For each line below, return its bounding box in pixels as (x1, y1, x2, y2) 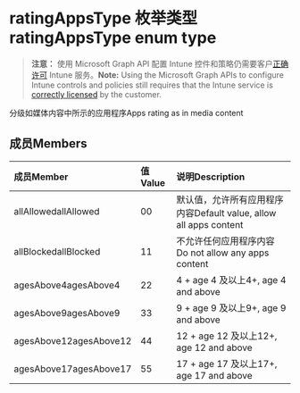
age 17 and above (176, 369, 253, 381)
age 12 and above (176, 341, 253, 354)
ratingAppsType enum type (9, 28, 217, 48)
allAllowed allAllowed (13, 205, 100, 217)
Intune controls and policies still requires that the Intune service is (30, 79, 274, 90)
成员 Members (9, 136, 87, 152)
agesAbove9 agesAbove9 (13, 306, 121, 319)
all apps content (176, 218, 244, 230)
